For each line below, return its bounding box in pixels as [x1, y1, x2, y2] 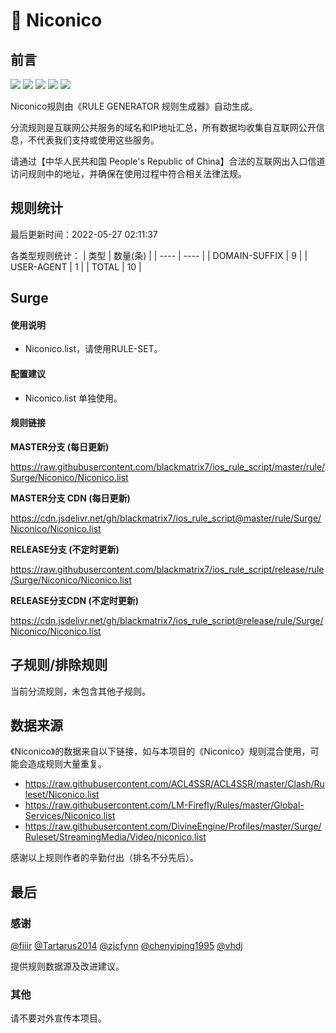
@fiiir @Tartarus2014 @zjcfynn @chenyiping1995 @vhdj [10, 940, 243, 952]
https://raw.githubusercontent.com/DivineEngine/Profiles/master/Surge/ [24, 820, 322, 833]
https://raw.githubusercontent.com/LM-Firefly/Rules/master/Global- [24, 799, 305, 811]
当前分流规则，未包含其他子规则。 [10, 685, 151, 697]
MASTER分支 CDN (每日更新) [10, 492, 131, 504]
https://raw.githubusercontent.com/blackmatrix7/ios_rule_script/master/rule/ [10, 460, 326, 473]
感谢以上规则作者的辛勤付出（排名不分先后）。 [10, 852, 199, 864]
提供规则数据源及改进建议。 [10, 960, 125, 973]
